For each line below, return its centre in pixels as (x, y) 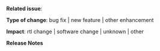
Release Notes (25, 43)
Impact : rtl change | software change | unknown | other (75, 31)
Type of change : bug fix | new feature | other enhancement (80, 20)
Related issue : (24, 9)
